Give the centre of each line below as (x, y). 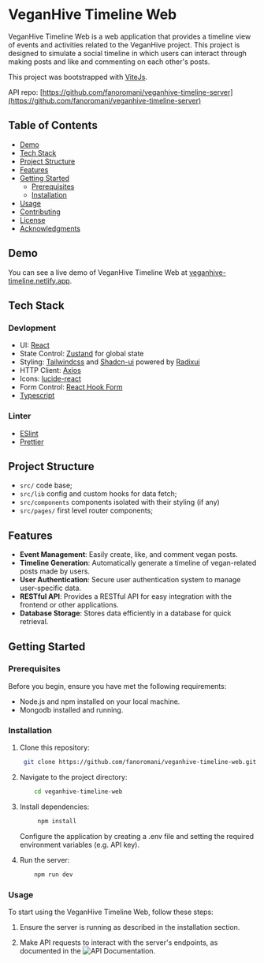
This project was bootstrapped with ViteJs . (78, 77)
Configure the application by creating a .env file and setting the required (137, 836)
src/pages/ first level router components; (86, 510)
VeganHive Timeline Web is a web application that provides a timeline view (130, 36)
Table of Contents (53, 125)
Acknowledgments (50, 228)
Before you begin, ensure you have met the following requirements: (117, 686)
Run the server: (45, 860)
